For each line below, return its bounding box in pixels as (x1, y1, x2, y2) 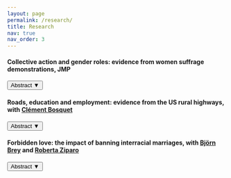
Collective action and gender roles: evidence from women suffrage (7, 57, 205, 66)
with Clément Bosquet (7, 105, 73, 113)
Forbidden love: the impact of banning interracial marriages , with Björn (7, 138, 216, 147)
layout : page (7, 10, 45, 17)
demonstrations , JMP (7, 65, 71, 73)
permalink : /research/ (7, 17, 73, 24)
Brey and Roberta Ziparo (7, 146, 79, 154)
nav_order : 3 (7, 36, 45, 43)
